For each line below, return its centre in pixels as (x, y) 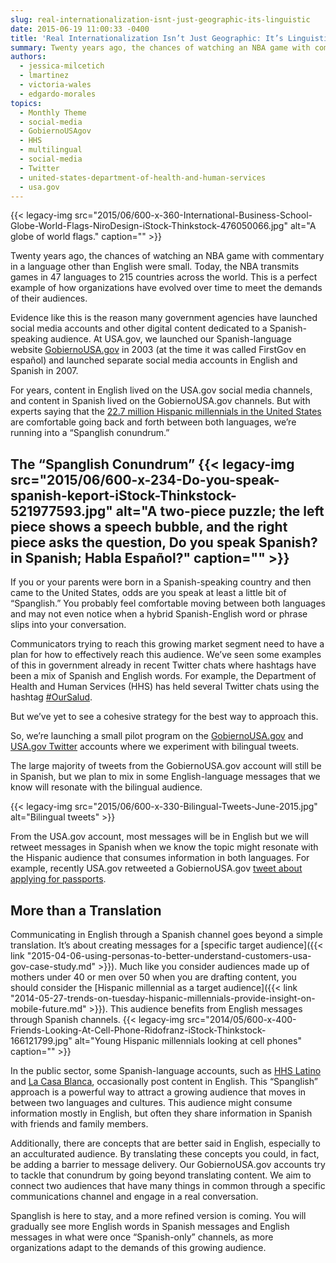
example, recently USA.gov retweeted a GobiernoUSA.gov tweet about (156, 868)
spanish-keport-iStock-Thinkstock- (123, 495)
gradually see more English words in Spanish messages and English (150, 1226)
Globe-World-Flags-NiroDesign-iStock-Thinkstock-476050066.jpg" (149, 226)
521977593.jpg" (61, 511)
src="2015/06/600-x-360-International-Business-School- (193, 215)
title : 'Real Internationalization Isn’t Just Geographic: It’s (147, 38)
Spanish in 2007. (44, 371)
